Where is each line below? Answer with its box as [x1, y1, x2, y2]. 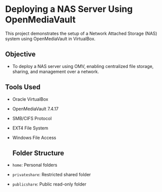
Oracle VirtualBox [12, 96, 49, 102]
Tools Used [5, 83, 41, 91]
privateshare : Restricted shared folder [12, 172, 91, 178]
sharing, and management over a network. [12, 68, 99, 74]
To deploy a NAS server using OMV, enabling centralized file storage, [12, 63, 154, 69]
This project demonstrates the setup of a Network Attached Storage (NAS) [5, 30, 158, 36]
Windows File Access [12, 134, 56, 140]
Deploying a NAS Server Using [5, 3, 133, 15]
